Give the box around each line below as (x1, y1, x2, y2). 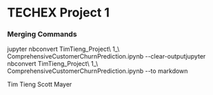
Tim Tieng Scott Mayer (7, 81, 72, 89)
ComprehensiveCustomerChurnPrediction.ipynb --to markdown (7, 67, 188, 75)
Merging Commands (7, 30, 77, 39)
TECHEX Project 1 (7, 5, 110, 21)
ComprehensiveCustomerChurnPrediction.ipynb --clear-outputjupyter (7, 52, 206, 61)
